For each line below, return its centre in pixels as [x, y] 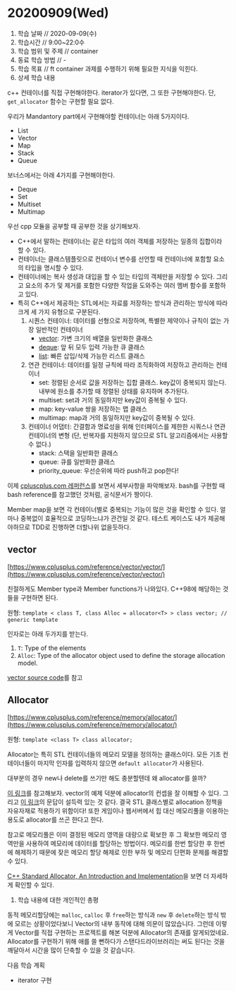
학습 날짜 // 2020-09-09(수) [57, 33]
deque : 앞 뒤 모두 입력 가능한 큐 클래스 [92, 347]
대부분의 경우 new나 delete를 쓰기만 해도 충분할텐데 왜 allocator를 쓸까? [107, 778]
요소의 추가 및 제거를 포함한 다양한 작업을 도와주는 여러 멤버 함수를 [116, 285]
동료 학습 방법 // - [42, 60]
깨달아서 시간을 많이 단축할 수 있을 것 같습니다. [71, 950]
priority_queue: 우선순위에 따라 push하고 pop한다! [108, 470]
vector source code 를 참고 [45, 677]
